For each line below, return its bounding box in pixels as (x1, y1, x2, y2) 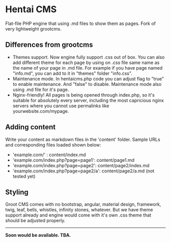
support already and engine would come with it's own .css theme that (5, 212, 152, 218)
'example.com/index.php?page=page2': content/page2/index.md (12, 162, 150, 168)
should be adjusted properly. (5, 218, 66, 224)
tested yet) (12, 173, 36, 179)
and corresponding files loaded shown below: (5, 141, 101, 148)
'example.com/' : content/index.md (12, 152, 87, 158)
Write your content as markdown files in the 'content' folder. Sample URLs (5, 136, 160, 142)
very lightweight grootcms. (5, 25, 62, 32)
